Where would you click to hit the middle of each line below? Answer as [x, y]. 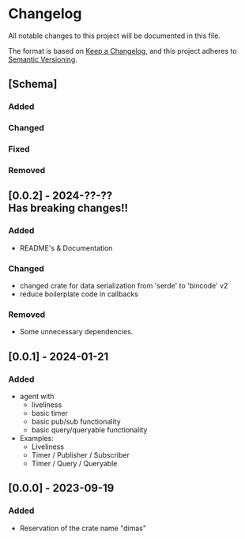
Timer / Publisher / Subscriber [81, 454]
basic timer [50, 413]
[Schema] [33, 84]
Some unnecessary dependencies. [76, 332]
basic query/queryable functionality [89, 430]
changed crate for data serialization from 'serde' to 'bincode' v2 [124, 286]
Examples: [36, 438]
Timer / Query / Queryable [74, 463]
